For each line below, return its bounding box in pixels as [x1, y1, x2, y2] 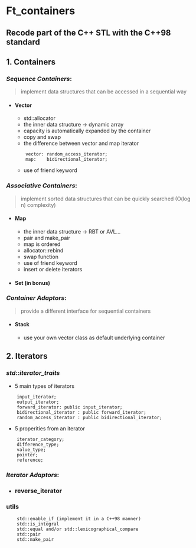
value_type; [17, 446, 46, 453]
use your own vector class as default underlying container [23, 334, 165, 341]
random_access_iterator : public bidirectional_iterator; [17, 414, 162, 420]
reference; [17, 457, 44, 463]
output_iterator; [17, 399, 60, 405]
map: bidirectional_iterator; [25, 157, 108, 163]
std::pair [17, 531, 41, 537]
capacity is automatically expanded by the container [23, 127, 151, 134]
